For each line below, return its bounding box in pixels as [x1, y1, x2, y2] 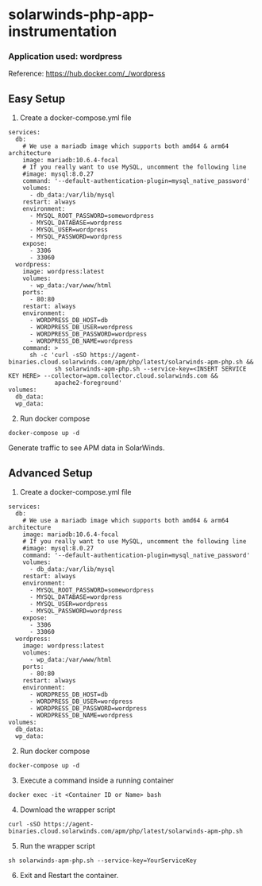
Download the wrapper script [19, 805, 116, 814]
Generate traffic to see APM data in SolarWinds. [8, 443, 165, 453]
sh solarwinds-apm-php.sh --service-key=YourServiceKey [8, 857, 197, 865]
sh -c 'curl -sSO [29, 352, 87, 359]
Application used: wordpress [8, 51, 123, 62]
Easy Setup [8, 91, 66, 105]
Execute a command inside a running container [19, 775, 175, 785]
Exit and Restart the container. [19, 871, 119, 880]
